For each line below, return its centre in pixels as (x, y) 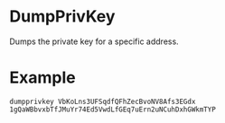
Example (42, 78)
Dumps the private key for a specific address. (94, 41)
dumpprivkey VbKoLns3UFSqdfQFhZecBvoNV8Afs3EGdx (103, 101)
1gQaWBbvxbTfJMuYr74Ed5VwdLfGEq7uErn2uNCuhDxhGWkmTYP (113, 110)
